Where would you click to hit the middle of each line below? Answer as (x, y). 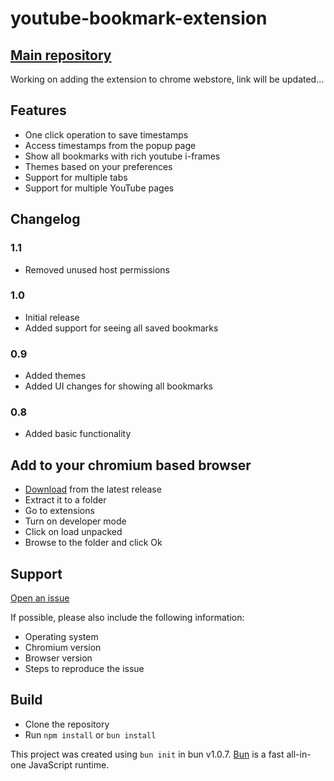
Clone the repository (67, 724)
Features (38, 110)
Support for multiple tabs (76, 177)
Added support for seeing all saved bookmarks (121, 328)
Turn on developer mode (75, 521)
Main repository (61, 55)
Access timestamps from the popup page (110, 145)
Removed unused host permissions (97, 269)
